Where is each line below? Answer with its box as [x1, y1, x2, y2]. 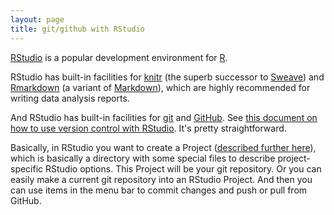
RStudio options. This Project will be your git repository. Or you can [45, 162, 322, 175]
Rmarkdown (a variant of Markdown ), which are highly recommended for [10, 81, 311, 93]
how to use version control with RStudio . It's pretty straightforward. [10, 122, 287, 134]
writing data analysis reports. [10, 92, 130, 104]
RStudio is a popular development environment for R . [10, 51, 228, 63]
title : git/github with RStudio [10, 24, 145, 34]
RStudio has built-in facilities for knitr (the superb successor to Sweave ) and [10, 71, 325, 83]
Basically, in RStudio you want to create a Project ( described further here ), [10, 141, 317, 153]
